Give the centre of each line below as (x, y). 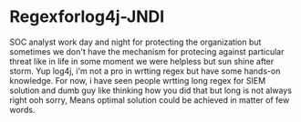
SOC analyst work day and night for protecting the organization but (135, 42)
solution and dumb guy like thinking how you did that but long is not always (150, 90)
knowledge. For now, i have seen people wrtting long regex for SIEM (138, 80)
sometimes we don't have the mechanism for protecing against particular (147, 51)
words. (22, 109)
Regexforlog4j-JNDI (87, 17)
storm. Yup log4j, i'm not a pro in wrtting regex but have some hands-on (145, 71)
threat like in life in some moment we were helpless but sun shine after (142, 61)
